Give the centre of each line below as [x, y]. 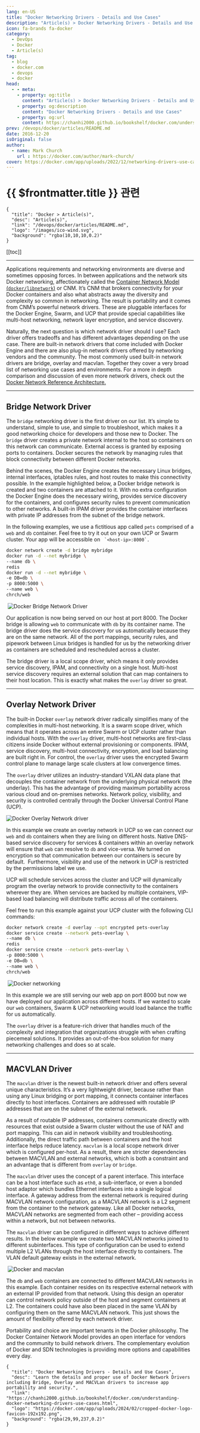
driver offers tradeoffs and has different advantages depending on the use [97, 338]
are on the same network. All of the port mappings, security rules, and [92, 636]
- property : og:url [41, 117]
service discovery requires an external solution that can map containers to [97, 673]
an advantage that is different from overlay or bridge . [71, 1165]
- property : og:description [51, 106]
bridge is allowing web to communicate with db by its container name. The [96, 624]
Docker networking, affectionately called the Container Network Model [93, 282]
